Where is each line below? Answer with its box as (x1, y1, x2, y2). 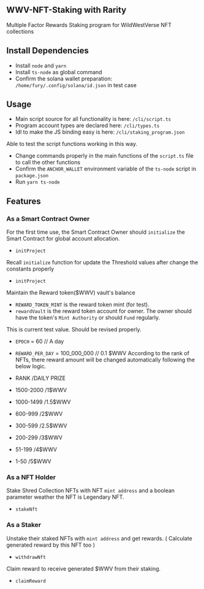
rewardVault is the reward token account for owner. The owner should (15, 307, 192, 315)
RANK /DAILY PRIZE (15, 374, 66, 382)
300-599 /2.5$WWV (15, 422, 67, 429)
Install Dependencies (6, 45, 89, 56)
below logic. (15, 363, 47, 370)
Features (6, 196, 41, 206)
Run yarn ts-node (15, 178, 60, 186)
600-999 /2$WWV (15, 410, 63, 418)
